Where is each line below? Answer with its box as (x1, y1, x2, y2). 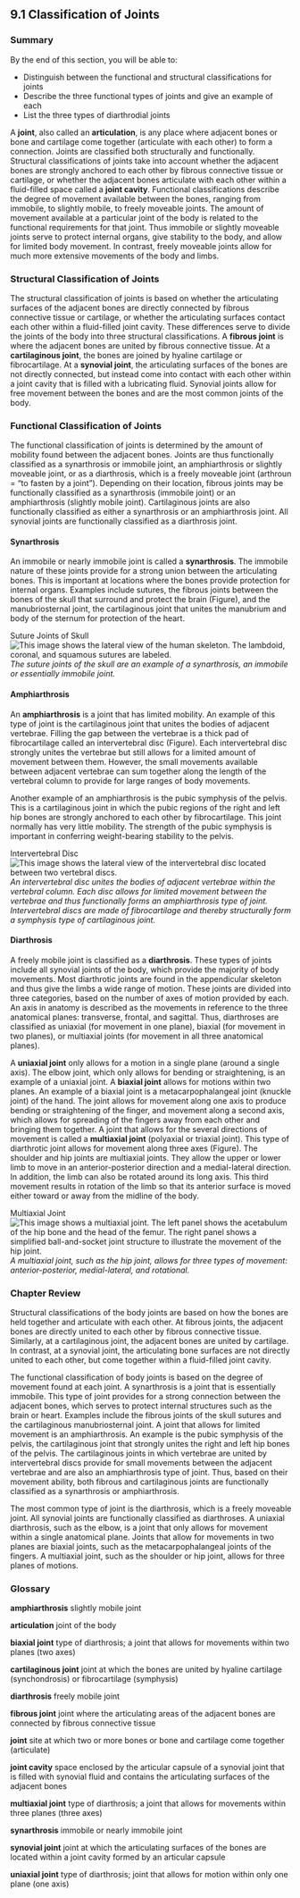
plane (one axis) (10, 1878, 70, 1889)
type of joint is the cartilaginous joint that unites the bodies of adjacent (10, 718, 271, 729)
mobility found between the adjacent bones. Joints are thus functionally (10, 449, 275, 460)
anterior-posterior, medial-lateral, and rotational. (10, 1264, 190, 1275)
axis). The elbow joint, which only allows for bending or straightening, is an (10, 1067, 286, 1078)
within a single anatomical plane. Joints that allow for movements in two (10, 1532, 275, 1542)
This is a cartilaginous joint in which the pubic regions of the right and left (10, 802, 280, 812)
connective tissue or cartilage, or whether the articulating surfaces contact (10, 312, 286, 323)
